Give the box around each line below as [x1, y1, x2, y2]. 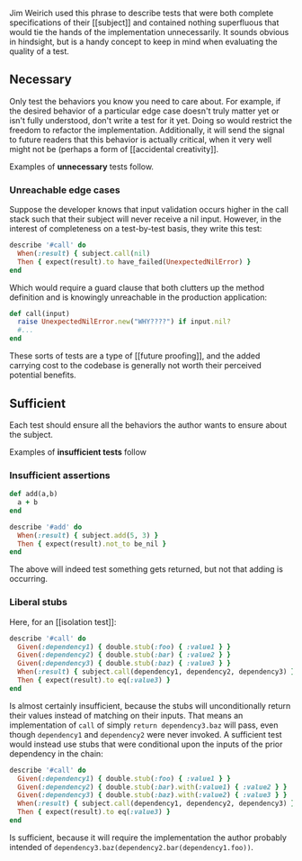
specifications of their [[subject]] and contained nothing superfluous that [9, 17, 280, 28]
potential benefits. [9, 369, 76, 381]
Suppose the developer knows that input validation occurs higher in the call [9, 204, 289, 215]
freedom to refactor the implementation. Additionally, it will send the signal [9, 124, 285, 135]
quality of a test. [9, 46, 70, 57]
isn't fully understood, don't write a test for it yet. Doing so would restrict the [9, 114, 292, 125]
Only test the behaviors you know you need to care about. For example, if [9, 95, 281, 106]
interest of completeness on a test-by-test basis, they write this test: [9, 223, 262, 234]
